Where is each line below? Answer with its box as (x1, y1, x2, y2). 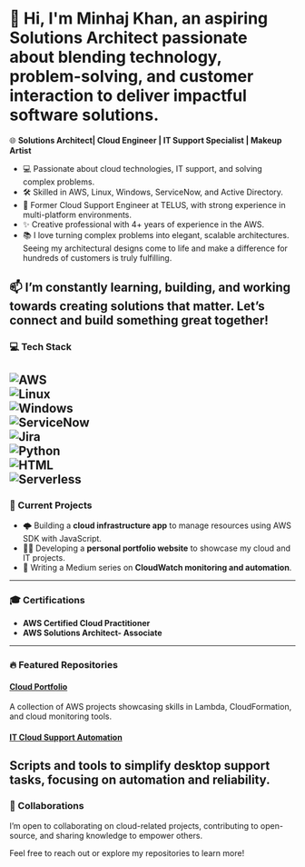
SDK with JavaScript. (22, 533, 103, 543)
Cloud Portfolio (9, 681, 68, 692)
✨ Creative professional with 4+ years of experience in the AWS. (22, 218, 265, 230)
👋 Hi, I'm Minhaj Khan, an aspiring (9, 8, 269, 29)
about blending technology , (9, 47, 222, 67)
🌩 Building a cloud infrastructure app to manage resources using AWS (22, 520, 292, 531)
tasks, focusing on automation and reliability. (9, 772, 271, 788)
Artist (9, 144, 32, 155)
